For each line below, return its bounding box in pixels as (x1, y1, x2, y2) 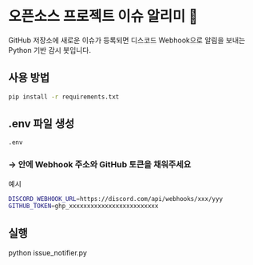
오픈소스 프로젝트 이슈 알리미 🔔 (8, 7, 198, 26)
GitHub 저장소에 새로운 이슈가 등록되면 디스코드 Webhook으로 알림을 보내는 (8, 35, 246, 45)
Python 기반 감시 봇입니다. (8, 45, 92, 54)
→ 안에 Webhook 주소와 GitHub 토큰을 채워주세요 (8, 159, 192, 171)
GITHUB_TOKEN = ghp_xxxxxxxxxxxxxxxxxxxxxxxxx (8, 202, 159, 211)
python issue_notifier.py (8, 248, 88, 258)
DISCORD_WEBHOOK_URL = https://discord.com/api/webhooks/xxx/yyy (8, 195, 223, 203)
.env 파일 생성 (8, 117, 75, 130)
